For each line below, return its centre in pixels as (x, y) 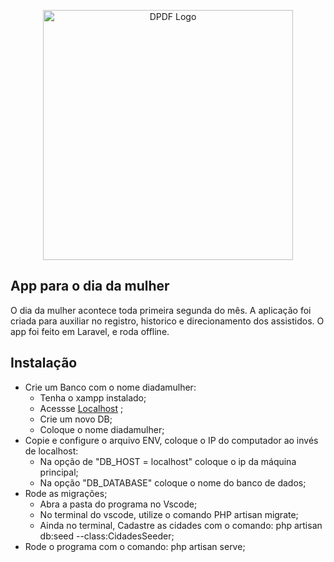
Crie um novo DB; (76, 419)
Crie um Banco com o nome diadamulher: (110, 387)
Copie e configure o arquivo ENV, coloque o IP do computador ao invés (171, 440)
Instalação (44, 363)
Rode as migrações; (66, 493)
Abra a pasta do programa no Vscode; (118, 504)
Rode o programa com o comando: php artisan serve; (135, 546)
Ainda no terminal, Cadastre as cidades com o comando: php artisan (181, 525)
